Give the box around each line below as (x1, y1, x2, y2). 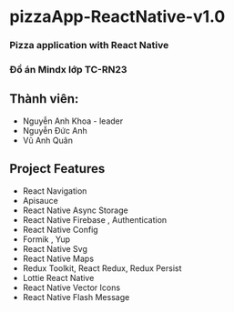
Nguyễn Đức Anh (22, 125, 88, 136)
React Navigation (22, 185, 87, 196)
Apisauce (22, 195, 59, 206)
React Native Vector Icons (22, 282, 121, 293)
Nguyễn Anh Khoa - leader (22, 116, 124, 126)
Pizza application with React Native (9, 39, 169, 52)
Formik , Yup (22, 234, 71, 245)
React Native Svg (22, 243, 88, 254)
